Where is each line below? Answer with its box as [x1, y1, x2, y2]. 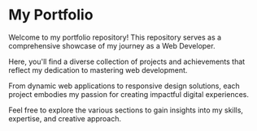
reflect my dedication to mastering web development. [8, 65, 188, 74]
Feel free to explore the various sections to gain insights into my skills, [8, 105, 244, 115]
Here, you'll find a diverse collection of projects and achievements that [8, 57, 246, 66]
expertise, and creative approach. [8, 113, 122, 123]
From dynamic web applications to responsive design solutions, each [8, 81, 240, 91]
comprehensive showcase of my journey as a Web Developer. [8, 40, 216, 50]
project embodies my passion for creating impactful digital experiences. [8, 89, 250, 99]
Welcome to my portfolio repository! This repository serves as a [8, 32, 222, 42]
